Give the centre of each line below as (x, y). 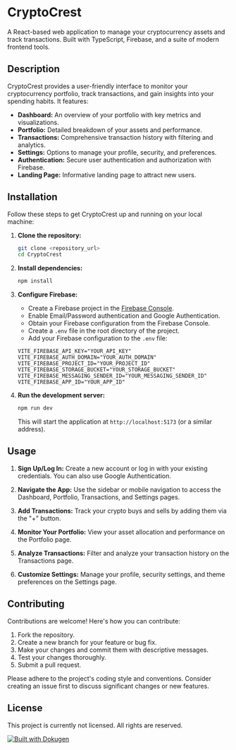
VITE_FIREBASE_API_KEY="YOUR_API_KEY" (74, 351)
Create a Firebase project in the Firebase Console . (101, 309)
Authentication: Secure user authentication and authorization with (114, 160)
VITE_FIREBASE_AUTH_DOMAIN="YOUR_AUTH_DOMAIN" (87, 357)
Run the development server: (61, 395)
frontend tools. (29, 47)
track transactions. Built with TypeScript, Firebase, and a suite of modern (113, 39)
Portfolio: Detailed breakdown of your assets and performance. (110, 130)
